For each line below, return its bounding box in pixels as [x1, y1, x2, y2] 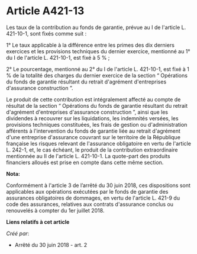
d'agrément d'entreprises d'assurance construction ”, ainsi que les [6, 108, 169, 115]
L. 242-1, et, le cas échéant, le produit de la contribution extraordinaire [6, 146, 179, 153]
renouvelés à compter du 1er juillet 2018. [6, 207, 105, 214]
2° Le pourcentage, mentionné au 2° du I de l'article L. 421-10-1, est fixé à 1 [6, 65, 189, 72]
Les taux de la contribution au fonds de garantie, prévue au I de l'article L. [6, 24, 186, 31]
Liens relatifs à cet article [6, 218, 70, 226]
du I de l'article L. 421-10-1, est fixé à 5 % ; [6, 54, 110, 61]
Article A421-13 [6, 4, 85, 18]
